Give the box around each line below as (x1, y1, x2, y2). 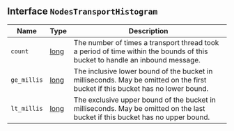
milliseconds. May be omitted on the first (73, 75, 207, 85)
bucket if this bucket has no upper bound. (73, 112, 210, 122)
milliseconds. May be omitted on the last (73, 103, 205, 113)
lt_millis (10, 104, 43, 112)
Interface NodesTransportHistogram (7, 6, 158, 17)
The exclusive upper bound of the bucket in (73, 95, 216, 105)
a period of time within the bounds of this (73, 46, 208, 56)
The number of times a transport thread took (73, 37, 219, 47)
